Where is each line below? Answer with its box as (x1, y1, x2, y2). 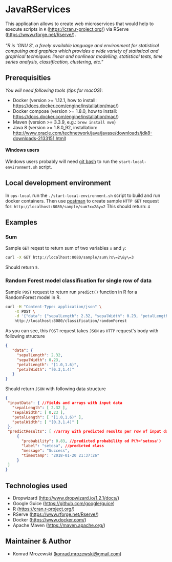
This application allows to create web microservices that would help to (5, 21, 154, 27)
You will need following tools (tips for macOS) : (5, 87, 103, 93)
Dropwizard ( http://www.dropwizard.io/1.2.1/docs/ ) (12, 495, 119, 501)
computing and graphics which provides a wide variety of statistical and (5, 48, 159, 54)
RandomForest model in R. (5, 294, 61, 300)
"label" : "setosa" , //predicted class (21, 443, 104, 448)
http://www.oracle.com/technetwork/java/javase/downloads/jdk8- (12, 130, 153, 136)
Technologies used (5, 481, 68, 490)
